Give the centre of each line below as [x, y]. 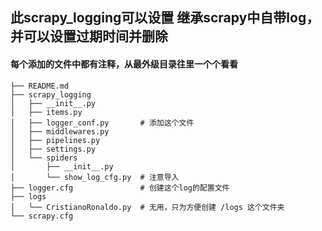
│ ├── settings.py [53, 149]
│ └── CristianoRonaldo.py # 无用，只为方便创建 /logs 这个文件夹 [147, 207]
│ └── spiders [44, 158]
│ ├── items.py [46, 112]
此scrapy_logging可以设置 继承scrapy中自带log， [165, 18]
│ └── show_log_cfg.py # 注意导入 [95, 177]
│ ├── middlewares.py [60, 131]
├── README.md [40, 86]
